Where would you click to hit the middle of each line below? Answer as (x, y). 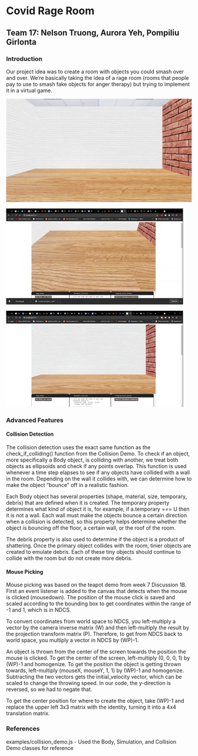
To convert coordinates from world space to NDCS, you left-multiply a (91, 621)
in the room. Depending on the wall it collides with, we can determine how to (99, 479)
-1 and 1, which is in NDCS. (39, 610)
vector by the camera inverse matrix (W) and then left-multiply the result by (98, 628)
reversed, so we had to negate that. (49, 689)
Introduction (24, 59)
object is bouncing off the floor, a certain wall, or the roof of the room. (91, 528)
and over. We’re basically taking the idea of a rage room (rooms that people (98, 77)
